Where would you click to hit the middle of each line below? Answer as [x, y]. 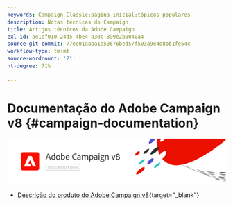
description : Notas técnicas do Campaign [68, 22]
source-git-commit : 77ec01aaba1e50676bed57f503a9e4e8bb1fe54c [99, 44]
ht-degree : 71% [29, 66]
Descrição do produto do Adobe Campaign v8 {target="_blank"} [108, 195]
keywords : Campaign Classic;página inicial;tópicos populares [99, 15]
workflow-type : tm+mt [38, 51]
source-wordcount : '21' [42, 59]
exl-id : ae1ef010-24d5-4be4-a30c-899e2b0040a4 [76, 37]
